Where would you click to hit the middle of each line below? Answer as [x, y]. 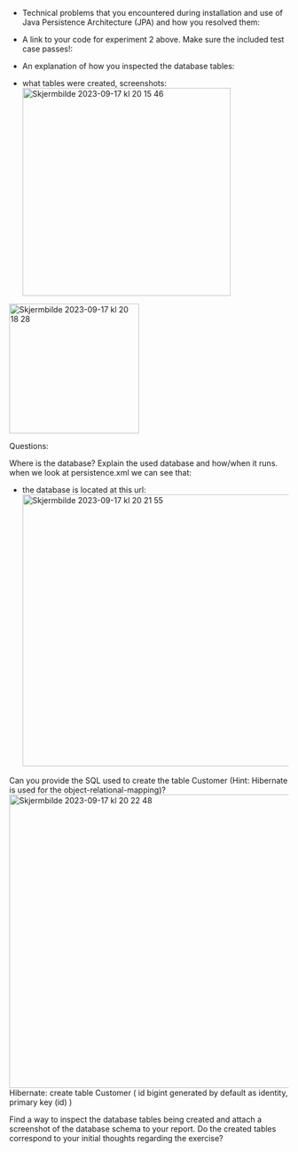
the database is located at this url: [84, 490]
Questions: [29, 446]
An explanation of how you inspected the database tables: [128, 66]
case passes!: [47, 49]
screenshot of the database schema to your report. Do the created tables [143, 1129]
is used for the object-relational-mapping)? [88, 790]
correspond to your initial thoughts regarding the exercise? [116, 1138]
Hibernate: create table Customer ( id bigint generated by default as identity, [149, 1093]
